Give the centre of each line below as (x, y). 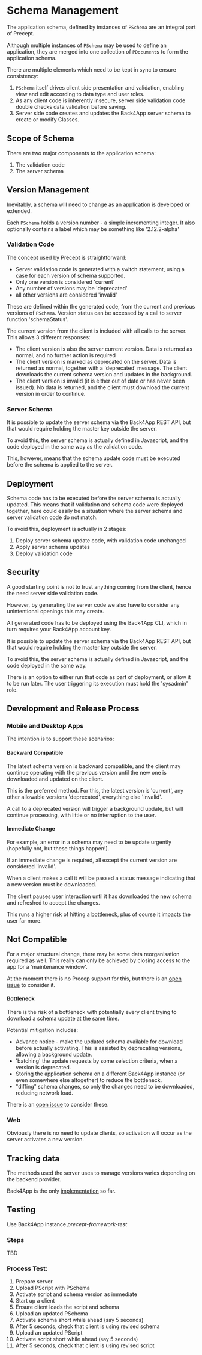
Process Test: (27, 1268)
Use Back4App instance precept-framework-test (67, 1224)
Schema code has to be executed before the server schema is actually (94, 498)
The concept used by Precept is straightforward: (67, 257)
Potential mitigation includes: (43, 1030)
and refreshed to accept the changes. (53, 902)
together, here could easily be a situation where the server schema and (95, 511)
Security (23, 572)
